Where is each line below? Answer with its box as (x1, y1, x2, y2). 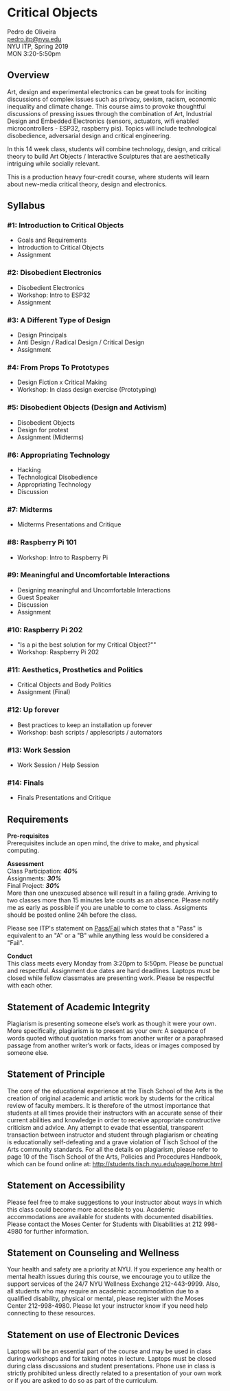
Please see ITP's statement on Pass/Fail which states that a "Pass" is (7, 924, 203, 933)
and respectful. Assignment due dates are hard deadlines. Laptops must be (7, 967, 220, 975)
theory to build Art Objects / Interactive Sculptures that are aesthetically (7, 152, 211, 160)
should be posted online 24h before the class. (7, 911, 137, 919)
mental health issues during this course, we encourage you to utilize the (7, 1273, 211, 1281)
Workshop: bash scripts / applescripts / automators (16, 728, 163, 736)
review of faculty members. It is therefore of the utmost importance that (7, 1101, 211, 1109)
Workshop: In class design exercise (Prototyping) (16, 386, 157, 394)
